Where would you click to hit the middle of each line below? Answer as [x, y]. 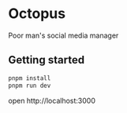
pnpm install [30, 78]
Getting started [47, 60]
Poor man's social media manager [64, 35]
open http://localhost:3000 [52, 100]
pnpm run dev [30, 86]
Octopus [37, 14]
